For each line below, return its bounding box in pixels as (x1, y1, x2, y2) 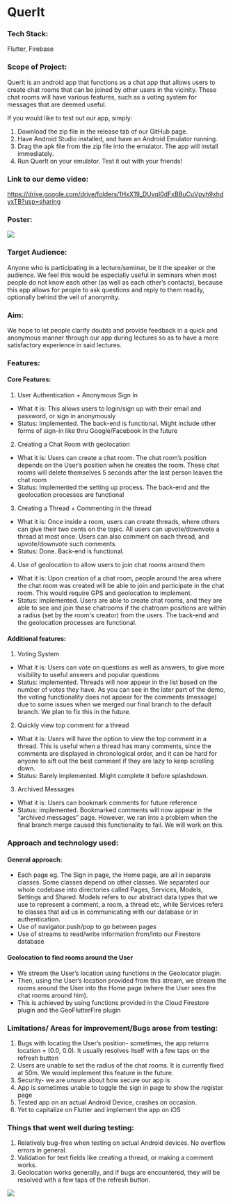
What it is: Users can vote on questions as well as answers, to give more (17, 663, 225, 672)
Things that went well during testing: (7, 1123, 134, 1132)
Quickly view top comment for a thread (17, 721, 129, 729)
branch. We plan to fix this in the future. (17, 708, 131, 716)
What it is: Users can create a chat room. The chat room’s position (17, 454, 207, 462)
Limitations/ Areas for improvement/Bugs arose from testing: (7, 1023, 218, 1033)
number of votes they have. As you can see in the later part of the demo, (17, 686, 226, 694)
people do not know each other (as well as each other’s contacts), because (7, 278, 223, 286)
